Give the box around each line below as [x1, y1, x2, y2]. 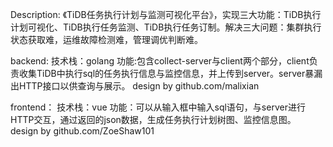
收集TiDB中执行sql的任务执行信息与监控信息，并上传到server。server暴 [18, 68, 315, 79]
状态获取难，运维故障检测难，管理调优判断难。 [10, 34, 203, 45]
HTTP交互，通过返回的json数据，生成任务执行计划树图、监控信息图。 [10, 114, 297, 125]
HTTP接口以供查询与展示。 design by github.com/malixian [18, 80, 260, 92]
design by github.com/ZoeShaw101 [10, 125, 155, 137]
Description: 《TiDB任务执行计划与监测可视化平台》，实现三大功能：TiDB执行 [10, 9, 322, 20]
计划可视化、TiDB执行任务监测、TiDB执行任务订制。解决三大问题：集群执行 [10, 21, 322, 33]
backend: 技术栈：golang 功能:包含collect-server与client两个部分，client [10, 55, 310, 67]
